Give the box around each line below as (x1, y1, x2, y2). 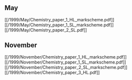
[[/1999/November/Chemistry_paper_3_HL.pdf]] (4, 69, 100, 75)
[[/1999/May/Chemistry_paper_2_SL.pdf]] (4, 27, 87, 33)
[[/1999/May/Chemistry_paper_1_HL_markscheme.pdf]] (4, 16, 115, 22)
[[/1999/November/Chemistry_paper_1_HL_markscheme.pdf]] (4, 54, 127, 60)
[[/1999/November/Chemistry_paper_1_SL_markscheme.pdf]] (4, 59, 127, 65)
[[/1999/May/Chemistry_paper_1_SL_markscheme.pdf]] (4, 22, 114, 28)
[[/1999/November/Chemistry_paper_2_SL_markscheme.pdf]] (4, 64, 128, 70)
